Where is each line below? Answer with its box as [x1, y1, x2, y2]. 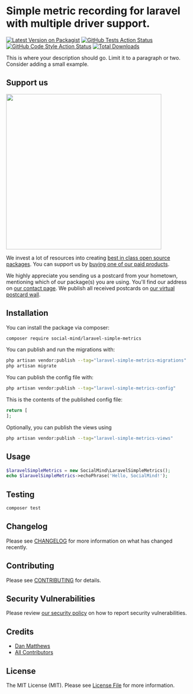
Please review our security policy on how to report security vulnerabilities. [6, 610, 187, 617]
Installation [6, 308, 49, 318]
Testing [6, 489, 35, 499]
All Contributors [14, 649, 53, 656]
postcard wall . [6, 291, 41, 298]
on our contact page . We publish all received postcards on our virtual [6, 284, 175, 291]
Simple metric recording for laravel [6, 4, 181, 18]
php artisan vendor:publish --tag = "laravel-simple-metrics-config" [6, 385, 176, 391]
